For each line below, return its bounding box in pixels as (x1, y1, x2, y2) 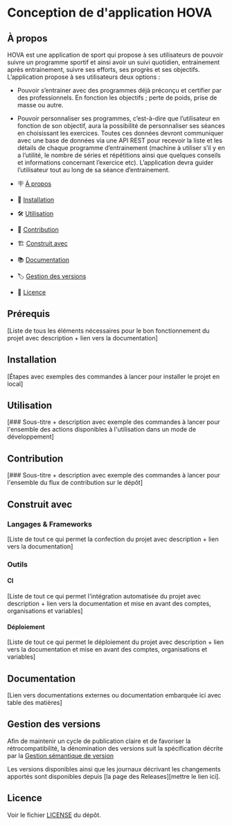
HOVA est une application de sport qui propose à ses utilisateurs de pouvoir (7, 51, 224, 59)
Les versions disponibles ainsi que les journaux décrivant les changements (7, 764, 221, 773)
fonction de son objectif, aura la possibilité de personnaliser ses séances (17, 122, 225, 129)
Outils (7, 559, 28, 569)
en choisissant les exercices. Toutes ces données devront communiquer (17, 129, 224, 137)
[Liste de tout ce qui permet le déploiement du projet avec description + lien (7, 638, 224, 646)
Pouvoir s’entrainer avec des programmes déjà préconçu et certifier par (17, 86, 222, 94)
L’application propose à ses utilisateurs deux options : (7, 73, 161, 81)
